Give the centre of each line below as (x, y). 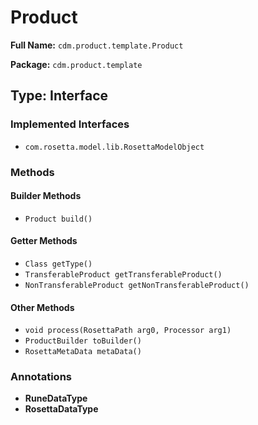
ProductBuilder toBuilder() (83, 341)
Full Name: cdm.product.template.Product (97, 45)
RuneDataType (56, 398)
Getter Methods (44, 241)
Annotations (41, 377)
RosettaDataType (61, 409)
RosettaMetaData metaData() (83, 352)
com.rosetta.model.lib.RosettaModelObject (114, 147)
